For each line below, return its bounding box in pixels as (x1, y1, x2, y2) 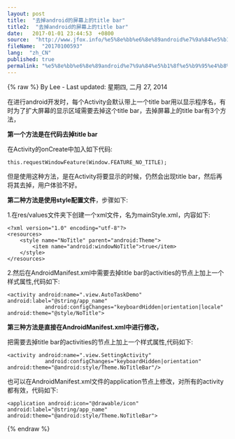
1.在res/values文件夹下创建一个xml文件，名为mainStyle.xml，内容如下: (7, 210, 211, 219)
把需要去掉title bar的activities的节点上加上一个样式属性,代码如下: (7, 337, 194, 346)
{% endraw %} (7, 424, 50, 433)
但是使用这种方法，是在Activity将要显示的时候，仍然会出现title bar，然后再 (7, 172, 222, 180)
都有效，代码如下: (7, 386, 59, 394)
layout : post (7, 10, 45, 18)
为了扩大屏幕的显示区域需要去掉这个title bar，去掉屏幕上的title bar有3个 (13, 106, 220, 114)
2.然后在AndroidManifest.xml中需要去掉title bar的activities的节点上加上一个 (7, 268, 225, 277)
